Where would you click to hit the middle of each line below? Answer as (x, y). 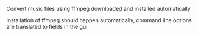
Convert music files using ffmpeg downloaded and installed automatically (98, 9)
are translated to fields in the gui (47, 27)
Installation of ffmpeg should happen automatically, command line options (99, 20)
